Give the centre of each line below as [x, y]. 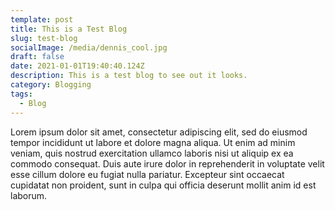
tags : [21, 94]
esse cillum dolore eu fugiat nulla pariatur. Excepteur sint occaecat [147, 174]
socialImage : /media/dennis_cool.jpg [89, 47]
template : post [42, 19]
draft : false [37, 57]
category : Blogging [51, 85]
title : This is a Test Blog [69, 29]
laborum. [29, 195]
